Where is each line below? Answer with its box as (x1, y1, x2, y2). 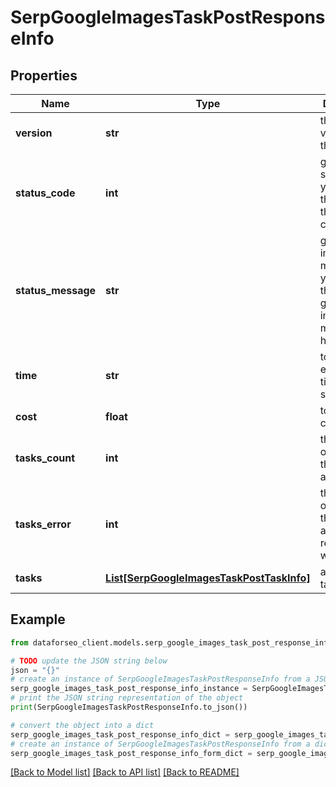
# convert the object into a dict (10, 720, 155, 730)
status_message (15, 284, 97, 297)
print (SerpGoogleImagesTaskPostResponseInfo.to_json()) (10, 702, 248, 713)
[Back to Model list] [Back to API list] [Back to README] (10, 766, 240, 778)
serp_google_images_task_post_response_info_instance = (10, 684, 248, 694)
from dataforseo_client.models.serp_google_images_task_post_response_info (10, 637, 333, 648)
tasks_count (15, 451, 76, 465)
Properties (10, 67, 78, 84)
